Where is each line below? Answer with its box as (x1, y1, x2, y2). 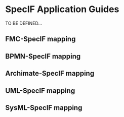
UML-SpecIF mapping (5, 86, 75, 95)
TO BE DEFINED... (5, 20, 42, 26)
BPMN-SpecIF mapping (5, 52, 81, 61)
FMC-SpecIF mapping (5, 35, 76, 43)
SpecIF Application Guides (5, 4, 119, 15)
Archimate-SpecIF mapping (5, 69, 95, 78)
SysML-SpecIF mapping (5, 103, 82, 112)
